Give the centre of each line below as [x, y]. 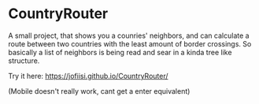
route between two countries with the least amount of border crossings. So [130, 43]
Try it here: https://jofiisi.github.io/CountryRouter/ [88, 76]
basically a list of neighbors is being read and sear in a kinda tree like [120, 52]
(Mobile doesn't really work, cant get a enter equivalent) [99, 91]
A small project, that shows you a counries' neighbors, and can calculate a [129, 35]
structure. [24, 61]
